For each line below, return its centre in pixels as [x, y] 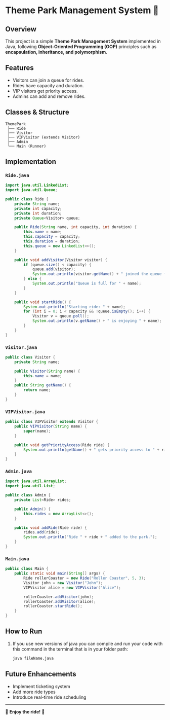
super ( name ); [37, 431]
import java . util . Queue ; [31, 190]
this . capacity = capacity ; [52, 237]
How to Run [24, 632]
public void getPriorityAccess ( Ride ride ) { [62, 445]
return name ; [37, 390]
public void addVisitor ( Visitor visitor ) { [61, 260]
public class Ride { [27, 199]
